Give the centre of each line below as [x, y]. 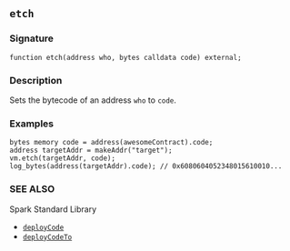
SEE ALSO [32, 189]
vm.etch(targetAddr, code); [63, 158]
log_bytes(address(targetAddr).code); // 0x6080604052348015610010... [146, 166]
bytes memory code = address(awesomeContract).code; [111, 143]
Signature [32, 38]
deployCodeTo [47, 237]
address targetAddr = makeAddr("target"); [91, 151]
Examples [32, 124]
